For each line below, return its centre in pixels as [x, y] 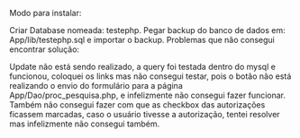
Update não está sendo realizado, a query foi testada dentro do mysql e [143, 67]
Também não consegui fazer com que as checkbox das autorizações [137, 105]
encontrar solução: [44, 49]
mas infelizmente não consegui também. [85, 124]
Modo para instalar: [45, 13]
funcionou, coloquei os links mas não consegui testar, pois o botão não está [150, 76]
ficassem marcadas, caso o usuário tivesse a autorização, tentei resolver [145, 114]
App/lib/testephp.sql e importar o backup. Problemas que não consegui [142, 40]
